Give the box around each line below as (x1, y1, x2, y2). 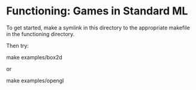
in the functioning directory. (6, 30, 75, 37)
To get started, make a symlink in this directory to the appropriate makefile (6, 24, 190, 31)
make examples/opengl (6, 77, 64, 84)
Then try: (6, 42, 29, 49)
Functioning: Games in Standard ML (6, 4, 188, 18)
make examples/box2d (6, 53, 63, 61)
